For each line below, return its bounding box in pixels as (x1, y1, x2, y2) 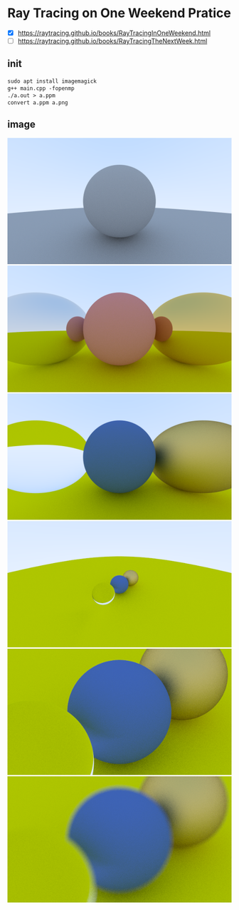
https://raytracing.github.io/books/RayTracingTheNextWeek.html (17, 37, 208, 45)
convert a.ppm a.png (7, 98, 69, 106)
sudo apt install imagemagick (7, 77, 97, 85)
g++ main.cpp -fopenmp (7, 84, 75, 92)
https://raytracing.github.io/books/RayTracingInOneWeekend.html (17, 29, 211, 37)
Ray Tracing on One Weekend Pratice (7, 5, 231, 21)
